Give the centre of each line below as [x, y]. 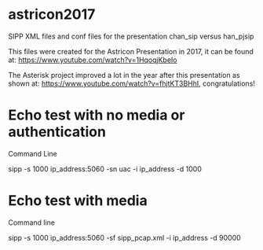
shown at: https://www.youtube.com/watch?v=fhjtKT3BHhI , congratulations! [131, 83]
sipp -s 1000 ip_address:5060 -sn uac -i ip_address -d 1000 [105, 169]
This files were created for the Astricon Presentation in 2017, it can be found [131, 51]
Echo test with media [78, 201]
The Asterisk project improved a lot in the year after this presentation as [124, 75]
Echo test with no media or [97, 115]
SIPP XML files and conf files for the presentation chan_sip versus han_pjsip [131, 36]
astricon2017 [52, 15]
